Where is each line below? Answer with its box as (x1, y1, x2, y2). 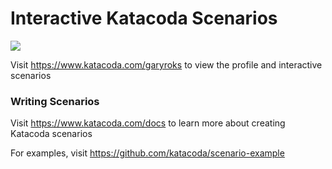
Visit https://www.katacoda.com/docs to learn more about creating (10, 117, 286, 129)
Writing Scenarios (10, 94, 100, 108)
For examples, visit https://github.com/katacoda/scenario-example (10, 147, 285, 159)
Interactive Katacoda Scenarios (10, 7, 278, 30)
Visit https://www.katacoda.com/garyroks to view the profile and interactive (10, 58, 323, 71)
